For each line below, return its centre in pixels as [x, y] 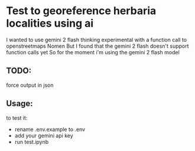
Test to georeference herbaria [81, 11]
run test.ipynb [32, 142]
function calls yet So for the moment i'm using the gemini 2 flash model [93, 52]
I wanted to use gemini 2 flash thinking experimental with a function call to [97, 40]
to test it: [17, 118]
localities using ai [50, 23]
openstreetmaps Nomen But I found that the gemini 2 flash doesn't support [97, 46]
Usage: [20, 104]
